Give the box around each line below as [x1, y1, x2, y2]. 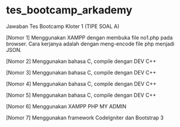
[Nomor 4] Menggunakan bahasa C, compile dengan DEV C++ [6, 80, 157, 87]
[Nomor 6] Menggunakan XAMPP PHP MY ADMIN [6, 103, 127, 110]
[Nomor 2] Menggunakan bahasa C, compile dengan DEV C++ [6, 58, 157, 65]
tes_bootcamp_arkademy [6, 3, 133, 17]
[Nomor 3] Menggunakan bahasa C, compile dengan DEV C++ [6, 69, 157, 76]
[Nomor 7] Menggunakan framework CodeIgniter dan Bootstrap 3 [6, 114, 164, 121]
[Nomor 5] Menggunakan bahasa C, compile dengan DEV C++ [6, 91, 157, 98]
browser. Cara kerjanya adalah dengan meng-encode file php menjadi [6, 40, 175, 47]
